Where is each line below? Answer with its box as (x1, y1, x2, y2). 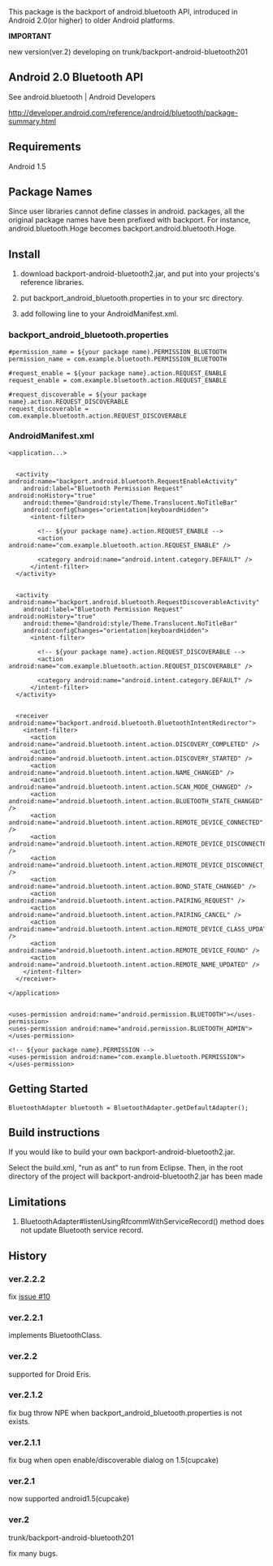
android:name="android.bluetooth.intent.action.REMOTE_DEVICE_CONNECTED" (8, 818, 264, 827)
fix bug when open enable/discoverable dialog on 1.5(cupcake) (8, 1456, 219, 1465)
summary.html (8, 116, 57, 126)
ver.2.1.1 (8, 1437, 41, 1448)
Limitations (8, 1195, 67, 1209)
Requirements (8, 140, 81, 154)
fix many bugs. (8, 1548, 58, 1558)
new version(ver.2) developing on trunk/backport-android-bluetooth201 (8, 47, 248, 56)
